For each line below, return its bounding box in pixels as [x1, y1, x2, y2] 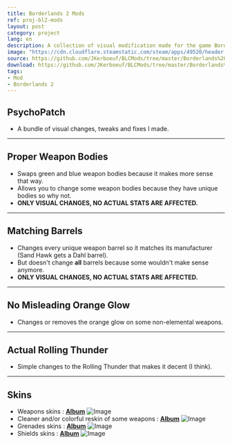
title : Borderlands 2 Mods [7, 10, 85, 17]
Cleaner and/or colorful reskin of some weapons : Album [17, 415, 180, 423]
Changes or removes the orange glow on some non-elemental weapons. [17, 318, 224, 326]
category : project [7, 29, 60, 37]
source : [7, 55, 30, 62]
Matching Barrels [7, 225, 83, 237]
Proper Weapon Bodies [7, 151, 108, 163]
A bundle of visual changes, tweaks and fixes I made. [17, 125, 169, 133]
